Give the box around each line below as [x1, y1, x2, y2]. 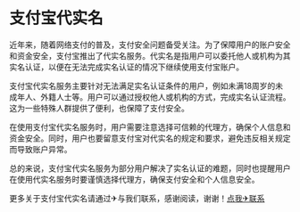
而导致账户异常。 [9, 143, 72, 154]
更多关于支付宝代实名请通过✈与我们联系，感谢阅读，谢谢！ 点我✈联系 [9, 192, 265, 203]
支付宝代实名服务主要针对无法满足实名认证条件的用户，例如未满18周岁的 [9, 80, 276, 91]
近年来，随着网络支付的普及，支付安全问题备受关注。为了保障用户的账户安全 [9, 39, 291, 50]
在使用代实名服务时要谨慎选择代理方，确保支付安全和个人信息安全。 [9, 174, 260, 184]
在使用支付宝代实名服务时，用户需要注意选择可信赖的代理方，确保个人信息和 [9, 121, 291, 132]
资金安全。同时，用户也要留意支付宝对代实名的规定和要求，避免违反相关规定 [9, 133, 291, 143]
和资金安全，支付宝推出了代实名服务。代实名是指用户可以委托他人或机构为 [9, 50, 283, 61]
